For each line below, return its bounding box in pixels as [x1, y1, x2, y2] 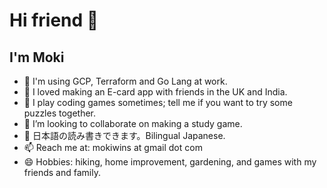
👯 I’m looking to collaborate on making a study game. [23, 118, 243, 129]
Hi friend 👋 [9, 9, 99, 32]
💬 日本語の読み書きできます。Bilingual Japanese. [23, 130, 226, 141]
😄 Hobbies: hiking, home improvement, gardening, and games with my [23, 156, 317, 168]
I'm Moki [9, 49, 65, 66]
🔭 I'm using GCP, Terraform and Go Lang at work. [23, 75, 228, 87]
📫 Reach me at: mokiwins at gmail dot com [23, 142, 203, 153]
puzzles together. [23, 107, 97, 119]
